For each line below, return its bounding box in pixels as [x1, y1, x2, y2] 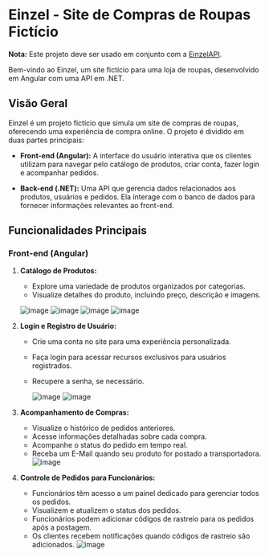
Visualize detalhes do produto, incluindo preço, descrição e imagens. [31, 290, 261, 300]
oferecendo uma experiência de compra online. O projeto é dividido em [8, 126, 245, 136]
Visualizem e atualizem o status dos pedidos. [31, 506, 181, 515]
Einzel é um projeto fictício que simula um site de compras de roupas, [8, 118, 239, 128]
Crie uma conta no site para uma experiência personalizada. [31, 337, 231, 346]
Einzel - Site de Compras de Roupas [8, 6, 251, 24]
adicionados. [31, 540, 75, 550]
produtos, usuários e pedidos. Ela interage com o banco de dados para [19, 191, 255, 202]
